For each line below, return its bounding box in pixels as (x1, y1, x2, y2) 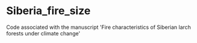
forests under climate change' (6, 29, 80, 37)
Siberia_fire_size (6, 4, 91, 18)
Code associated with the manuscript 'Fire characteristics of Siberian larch (6, 24, 191, 31)
